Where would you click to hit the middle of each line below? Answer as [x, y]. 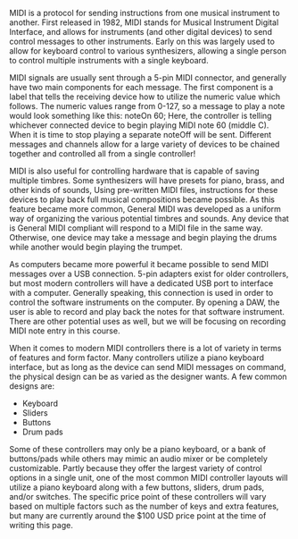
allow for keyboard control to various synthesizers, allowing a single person [148, 51]
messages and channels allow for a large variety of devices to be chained [145, 144]
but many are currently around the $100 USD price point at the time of [138, 516]
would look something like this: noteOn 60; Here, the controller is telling [141, 116]
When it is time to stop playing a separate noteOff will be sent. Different [141, 135]
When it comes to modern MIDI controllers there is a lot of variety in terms [145, 348]
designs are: [32, 386]
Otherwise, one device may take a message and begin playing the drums [143, 237]
